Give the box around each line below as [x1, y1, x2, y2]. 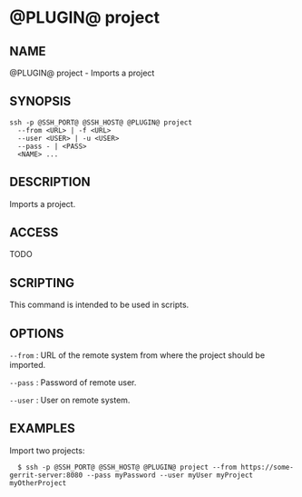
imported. [9, 360, 46, 371]
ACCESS [9, 225, 59, 241]
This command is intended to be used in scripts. [9, 299, 190, 311]
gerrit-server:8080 [9, 471, 83, 480]
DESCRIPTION [9, 174, 91, 190]
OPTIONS [9, 325, 64, 341]
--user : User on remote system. [9, 394, 131, 406]
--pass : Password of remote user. [9, 377, 137, 388]
